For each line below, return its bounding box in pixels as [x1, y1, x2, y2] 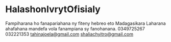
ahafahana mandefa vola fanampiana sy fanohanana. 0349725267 [5, 25, 145, 31]
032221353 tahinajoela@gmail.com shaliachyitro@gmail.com [5, 31, 134, 37]
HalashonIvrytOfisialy [5, 4, 101, 15]
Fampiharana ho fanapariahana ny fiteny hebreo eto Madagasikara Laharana [5, 20, 166, 26]
